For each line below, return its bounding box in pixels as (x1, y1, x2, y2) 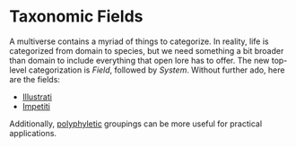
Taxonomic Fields (9, 6, 144, 27)
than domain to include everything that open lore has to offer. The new (9, 55, 270, 65)
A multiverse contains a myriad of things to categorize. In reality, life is (9, 36, 269, 47)
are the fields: (9, 73, 61, 84)
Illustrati (22, 91, 52, 102)
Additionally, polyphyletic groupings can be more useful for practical (9, 118, 263, 129)
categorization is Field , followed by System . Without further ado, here (28, 65, 285, 75)
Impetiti (22, 100, 51, 111)
